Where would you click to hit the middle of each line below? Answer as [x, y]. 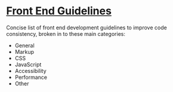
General [24, 45]
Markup [24, 51]
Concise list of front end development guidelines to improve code [86, 27]
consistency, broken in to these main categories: [66, 33]
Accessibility [30, 70]
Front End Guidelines [59, 11]
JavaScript [28, 65]
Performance [31, 77]
